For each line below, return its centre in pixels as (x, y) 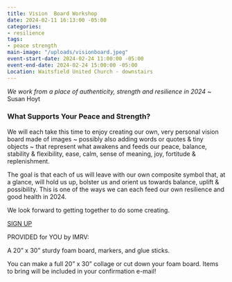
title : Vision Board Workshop (52, 14)
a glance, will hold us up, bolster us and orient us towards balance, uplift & (113, 182)
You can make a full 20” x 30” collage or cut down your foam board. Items (113, 263)
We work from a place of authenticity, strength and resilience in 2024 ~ (109, 91)
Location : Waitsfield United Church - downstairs (80, 71)
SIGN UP (20, 223)
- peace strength (32, 46)
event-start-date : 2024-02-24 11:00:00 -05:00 (75, 59)
